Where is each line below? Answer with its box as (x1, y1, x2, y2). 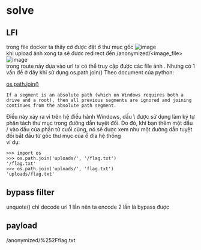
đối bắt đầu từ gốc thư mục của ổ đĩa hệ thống (6, 132, 121, 139)
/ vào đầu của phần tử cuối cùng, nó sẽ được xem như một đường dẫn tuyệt (6, 126, 193, 132)
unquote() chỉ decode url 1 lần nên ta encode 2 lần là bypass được (6, 203, 170, 210)
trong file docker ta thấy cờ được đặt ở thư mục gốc (6, 43, 134, 50)
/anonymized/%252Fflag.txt (6, 236, 76, 243)
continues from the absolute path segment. (6, 103, 117, 109)
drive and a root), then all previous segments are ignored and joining (6, 97, 192, 103)
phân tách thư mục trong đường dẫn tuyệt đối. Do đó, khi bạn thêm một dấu (6, 119, 193, 126)
